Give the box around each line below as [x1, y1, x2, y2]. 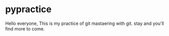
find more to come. [5, 25, 45, 31]
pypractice [5, 4, 52, 15]
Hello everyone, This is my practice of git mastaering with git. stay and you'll [5, 20, 164, 26]
